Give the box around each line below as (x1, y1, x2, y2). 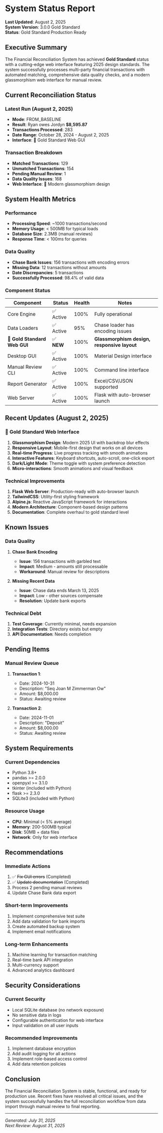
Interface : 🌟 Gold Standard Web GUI (12, 137, 85, 143)
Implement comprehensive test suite (12, 913, 85, 919)
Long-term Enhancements (5, 941, 68, 947)
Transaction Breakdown (5, 149, 63, 156)
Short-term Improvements (5, 902, 68, 909)
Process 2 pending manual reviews (12, 885, 82, 891)
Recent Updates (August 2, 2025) (5, 414, 109, 423)
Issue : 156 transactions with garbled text (19, 558, 101, 564)
